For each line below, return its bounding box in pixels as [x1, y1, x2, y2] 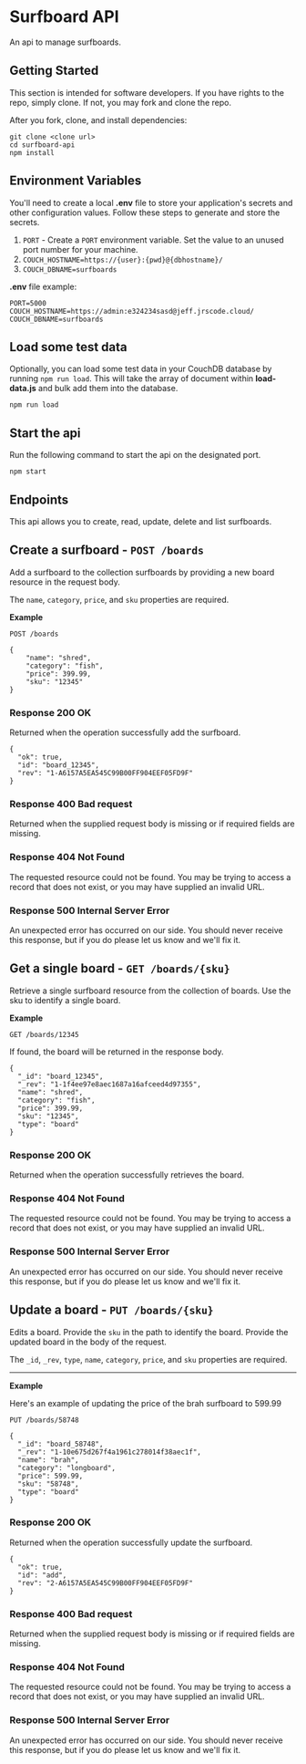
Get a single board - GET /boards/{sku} [9, 960, 230, 977]
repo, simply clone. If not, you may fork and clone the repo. [9, 97, 232, 108]
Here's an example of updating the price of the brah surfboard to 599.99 [9, 1397, 282, 1408]
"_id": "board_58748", [17, 1439, 104, 1448]
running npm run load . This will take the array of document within [9, 373, 254, 384]
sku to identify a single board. [9, 994, 121, 1005]
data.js [9, 383, 36, 394]
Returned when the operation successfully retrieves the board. [9, 1169, 244, 1180]
